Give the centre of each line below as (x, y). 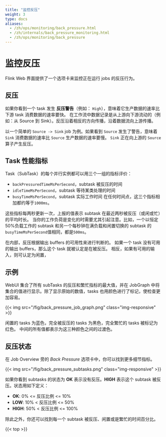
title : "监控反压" (23, 10)
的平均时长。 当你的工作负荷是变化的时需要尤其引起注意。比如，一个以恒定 (82, 219)
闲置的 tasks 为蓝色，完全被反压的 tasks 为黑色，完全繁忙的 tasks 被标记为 (82, 323)
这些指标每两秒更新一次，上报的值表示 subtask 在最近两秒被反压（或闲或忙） (83, 214)
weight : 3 (15, 14)
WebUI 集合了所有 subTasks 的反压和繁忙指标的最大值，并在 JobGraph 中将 (83, 285)
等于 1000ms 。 (39, 203)
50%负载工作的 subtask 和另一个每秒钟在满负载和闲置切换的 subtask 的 (79, 226)
